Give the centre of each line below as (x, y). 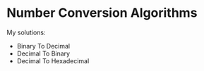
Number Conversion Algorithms (102, 13)
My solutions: (26, 32)
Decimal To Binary (43, 53)
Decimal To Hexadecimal (53, 60)
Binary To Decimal (43, 46)
